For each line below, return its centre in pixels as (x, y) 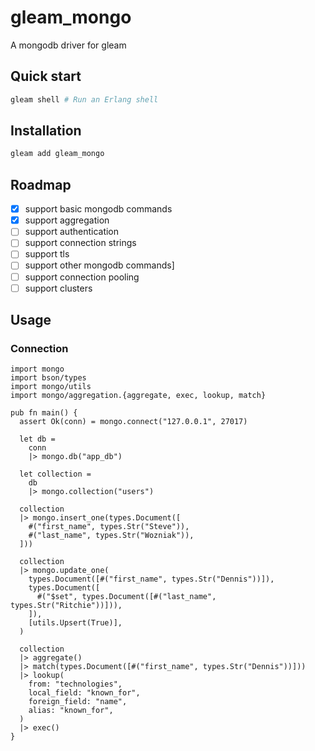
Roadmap (41, 184)
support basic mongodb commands (98, 209)
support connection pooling (82, 277)
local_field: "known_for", (84, 693)
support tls (47, 254)
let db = (37, 439)
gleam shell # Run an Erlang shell (84, 99)
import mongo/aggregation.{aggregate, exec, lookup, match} (138, 396)
